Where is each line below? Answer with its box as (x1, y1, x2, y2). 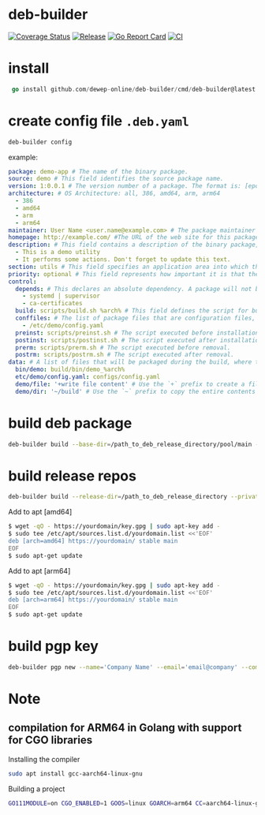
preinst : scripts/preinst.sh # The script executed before (15, 329, 214, 337)
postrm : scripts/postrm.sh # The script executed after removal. (15, 351, 235, 359)
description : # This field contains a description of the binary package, (8, 241, 259, 249)
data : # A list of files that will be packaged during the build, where (8, 358, 252, 366)
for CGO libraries (8, 734, 93, 747)
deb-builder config (8, 138, 73, 146)
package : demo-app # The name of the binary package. (8, 167, 189, 175)
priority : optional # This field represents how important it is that (8, 270, 245, 278)
